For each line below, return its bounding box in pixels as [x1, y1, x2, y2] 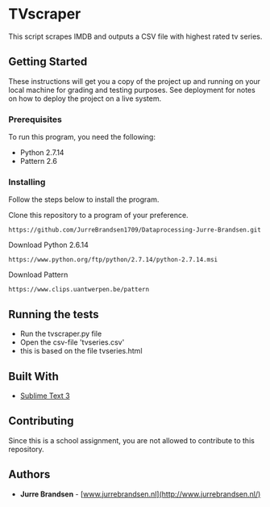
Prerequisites [8, 114, 62, 125]
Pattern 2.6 [19, 157, 58, 166]
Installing [8, 176, 46, 187]
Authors [8, 467, 51, 481]
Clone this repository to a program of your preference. [8, 211, 189, 220]
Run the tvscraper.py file [19, 329, 102, 339]
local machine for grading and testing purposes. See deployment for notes [8, 85, 255, 94]
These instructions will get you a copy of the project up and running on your [8, 76, 260, 86]
